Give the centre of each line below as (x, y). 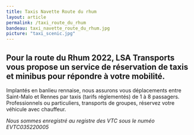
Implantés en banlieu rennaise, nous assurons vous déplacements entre (94, 90)
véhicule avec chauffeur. (36, 109)
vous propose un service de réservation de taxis (97, 67)
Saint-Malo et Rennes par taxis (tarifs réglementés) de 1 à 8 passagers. (93, 97)
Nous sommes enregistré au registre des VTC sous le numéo (81, 120)
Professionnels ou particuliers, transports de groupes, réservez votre (90, 103)
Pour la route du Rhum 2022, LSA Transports (90, 58)
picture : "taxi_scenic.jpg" (41, 34)
